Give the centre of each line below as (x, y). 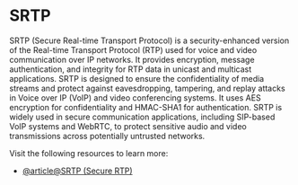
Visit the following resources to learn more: (89, 153)
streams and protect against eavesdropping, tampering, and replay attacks (147, 88)
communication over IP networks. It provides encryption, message (132, 59)
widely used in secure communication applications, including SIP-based (142, 117)
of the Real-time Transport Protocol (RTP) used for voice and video (133, 49)
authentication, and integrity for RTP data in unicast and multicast (131, 69)
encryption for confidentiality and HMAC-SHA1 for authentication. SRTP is (146, 107)
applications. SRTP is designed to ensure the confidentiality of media (137, 78)
